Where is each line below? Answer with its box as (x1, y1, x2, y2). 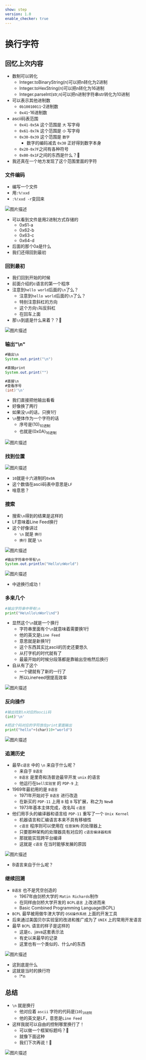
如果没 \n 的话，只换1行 (12, 409, 57, 415)
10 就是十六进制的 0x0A (12, 475, 55, 481)
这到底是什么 (12, 961, 38, 968)
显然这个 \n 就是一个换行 (12, 620, 59, 626)
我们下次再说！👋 (19, 1040, 52, 1045)
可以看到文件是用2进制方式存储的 (12, 216, 79, 222)
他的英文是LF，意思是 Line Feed (19, 1015, 82, 1021)
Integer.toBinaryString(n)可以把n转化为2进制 (19, 79, 108, 85)
